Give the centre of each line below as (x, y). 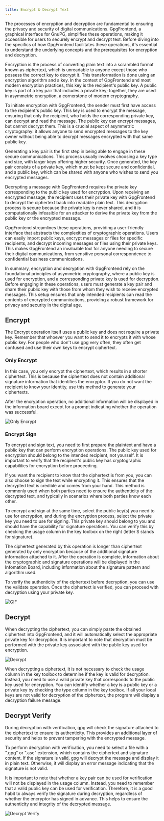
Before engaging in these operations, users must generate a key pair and (79, 284)
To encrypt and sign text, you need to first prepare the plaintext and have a (81, 445)
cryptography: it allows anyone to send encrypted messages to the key (77, 131)
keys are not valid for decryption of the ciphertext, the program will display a (82, 695)
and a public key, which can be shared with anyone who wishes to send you (82, 172)
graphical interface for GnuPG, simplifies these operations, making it (74, 34)
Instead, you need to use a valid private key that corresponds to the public (80, 679)
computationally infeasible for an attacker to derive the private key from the (81, 213)
